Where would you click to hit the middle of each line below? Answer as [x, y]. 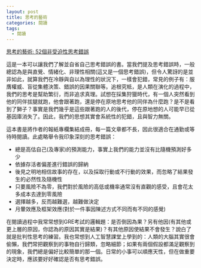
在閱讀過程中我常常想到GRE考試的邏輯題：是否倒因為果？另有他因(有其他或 [99, 222]
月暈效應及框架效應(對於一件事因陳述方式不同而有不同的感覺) [90, 209]
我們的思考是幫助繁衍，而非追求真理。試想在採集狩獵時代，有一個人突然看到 [100, 94]
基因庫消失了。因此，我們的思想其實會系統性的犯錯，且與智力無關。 [90, 116]
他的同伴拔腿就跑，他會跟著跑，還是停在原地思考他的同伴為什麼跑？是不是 [98, 101]
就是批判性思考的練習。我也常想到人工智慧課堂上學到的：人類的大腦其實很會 [100, 237]
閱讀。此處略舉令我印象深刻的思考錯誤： [66, 137]
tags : [13, 28]
